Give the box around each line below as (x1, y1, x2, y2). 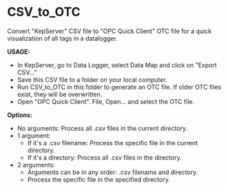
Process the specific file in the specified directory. (27, 175, 170, 183)
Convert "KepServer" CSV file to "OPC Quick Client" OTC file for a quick (7, 27, 212, 35)
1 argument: (17, 131, 51, 140)
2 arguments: (17, 160, 55, 169)
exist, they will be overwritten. (17, 90, 103, 98)
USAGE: (7, 47, 30, 56)
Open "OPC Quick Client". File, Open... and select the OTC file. (17, 97, 195, 105)
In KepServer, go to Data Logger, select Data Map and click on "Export (17, 61, 217, 69)
